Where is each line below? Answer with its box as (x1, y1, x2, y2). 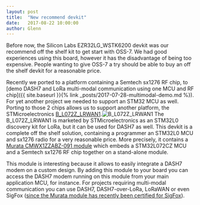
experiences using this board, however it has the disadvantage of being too (6, 54, 192, 62)
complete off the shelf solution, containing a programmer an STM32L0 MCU (6, 130, 194, 137)
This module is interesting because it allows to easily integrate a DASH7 (6, 160, 183, 167)
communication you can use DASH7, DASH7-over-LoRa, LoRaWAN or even (6, 186, 190, 193)
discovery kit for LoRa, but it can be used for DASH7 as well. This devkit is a (6, 123, 193, 130)
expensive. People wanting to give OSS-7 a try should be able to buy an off (6, 61, 191, 68)
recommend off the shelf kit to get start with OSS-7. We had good (6, 48, 167, 56)
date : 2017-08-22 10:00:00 (6, 20, 79, 26)
